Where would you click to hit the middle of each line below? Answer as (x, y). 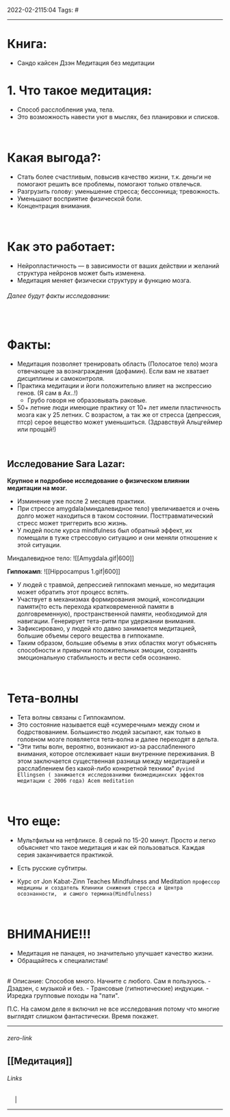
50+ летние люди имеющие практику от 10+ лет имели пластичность (119, 407)
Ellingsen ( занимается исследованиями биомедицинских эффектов (111, 775)
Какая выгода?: (54, 158)
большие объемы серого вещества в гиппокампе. (90, 636)
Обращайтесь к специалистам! (62, 960)
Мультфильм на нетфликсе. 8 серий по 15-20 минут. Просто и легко (116, 840)
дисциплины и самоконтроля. (61, 378)
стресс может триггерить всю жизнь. (72, 523)
